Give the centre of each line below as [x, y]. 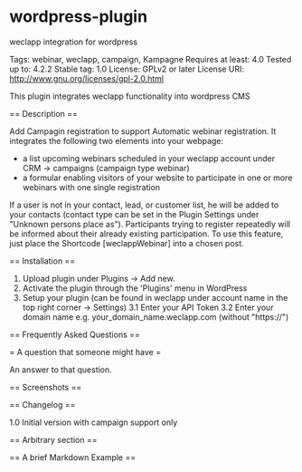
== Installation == [42, 261]
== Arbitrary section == [53, 439]
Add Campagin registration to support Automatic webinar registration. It [143, 131]
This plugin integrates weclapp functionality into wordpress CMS [130, 96]
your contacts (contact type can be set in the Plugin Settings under [134, 214]
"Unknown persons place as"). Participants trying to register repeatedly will [150, 224]
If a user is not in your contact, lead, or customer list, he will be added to [144, 205]
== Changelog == [42, 404]
